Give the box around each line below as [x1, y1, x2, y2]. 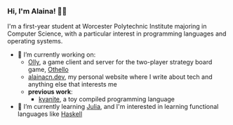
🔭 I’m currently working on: [17, 50, 96, 59]
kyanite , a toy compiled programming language [38, 95, 175, 103]
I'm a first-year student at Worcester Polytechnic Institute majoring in [7, 22, 207, 31]
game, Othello [27, 66, 69, 74]
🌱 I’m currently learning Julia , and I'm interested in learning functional [17, 103, 219, 111]
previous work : [27, 87, 73, 96]
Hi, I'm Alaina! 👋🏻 [7, 6, 67, 16]
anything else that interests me [27, 80, 117, 89]
